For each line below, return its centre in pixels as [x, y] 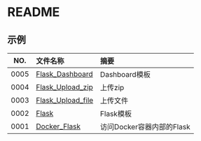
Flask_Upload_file [65, 100]
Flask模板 [116, 114]
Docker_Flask [58, 126]
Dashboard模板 [125, 74]
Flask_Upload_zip [64, 87]
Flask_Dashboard [64, 74]
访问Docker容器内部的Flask [145, 127]
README [34, 12]
